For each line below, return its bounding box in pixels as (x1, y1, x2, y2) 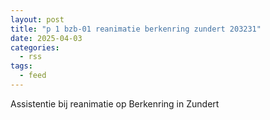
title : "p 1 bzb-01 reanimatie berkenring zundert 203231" (10, 24, 262, 34)
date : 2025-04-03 (10, 33, 83, 43)
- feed (19, 71, 47, 81)
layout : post (10, 14, 65, 25)
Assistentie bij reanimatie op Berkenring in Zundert (10, 97, 220, 110)
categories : (10, 42, 60, 53)
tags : (10, 61, 33, 71)
